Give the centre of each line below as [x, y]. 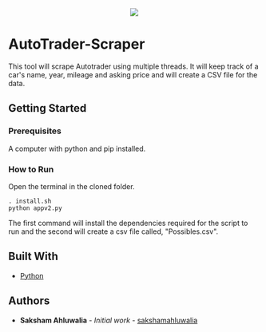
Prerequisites [35, 131]
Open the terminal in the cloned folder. [71, 186]
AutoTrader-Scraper [77, 44]
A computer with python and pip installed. [77, 148]
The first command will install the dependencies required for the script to [128, 223]
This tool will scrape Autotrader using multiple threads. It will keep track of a [133, 66]
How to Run [31, 169]
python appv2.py [35, 208]
